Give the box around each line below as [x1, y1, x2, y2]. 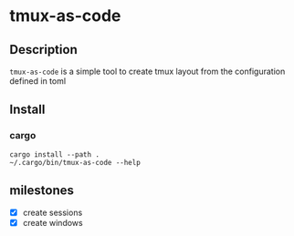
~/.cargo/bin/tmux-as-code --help [9, 158, 142, 167]
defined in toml [9, 76, 67, 87]
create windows [22, 217, 84, 228]
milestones [9, 183, 75, 199]
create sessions [22, 207, 83, 218]
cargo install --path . [9, 149, 100, 159]
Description [9, 42, 78, 57]
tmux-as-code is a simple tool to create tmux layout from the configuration [9, 66, 286, 77]
